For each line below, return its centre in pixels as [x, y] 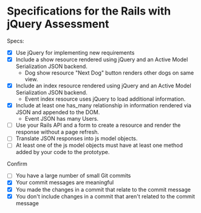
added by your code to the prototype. [63, 152]
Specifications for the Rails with [89, 11]
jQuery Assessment [58, 24]
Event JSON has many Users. [62, 119]
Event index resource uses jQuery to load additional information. [105, 99]
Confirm [17, 164]
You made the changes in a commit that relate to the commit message [103, 189]
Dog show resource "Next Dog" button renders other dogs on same [109, 73]
